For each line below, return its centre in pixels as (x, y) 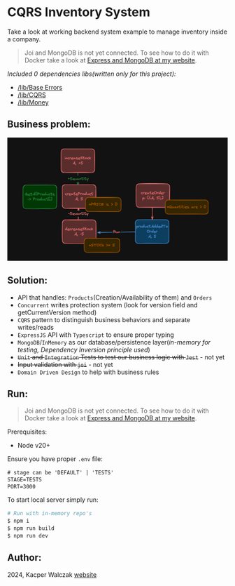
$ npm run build (31, 528)
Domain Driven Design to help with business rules (88, 372)
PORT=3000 (22, 487)
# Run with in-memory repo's (50, 514)
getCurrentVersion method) (57, 312)
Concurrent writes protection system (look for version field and (107, 305)
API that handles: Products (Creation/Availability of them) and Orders (115, 297)
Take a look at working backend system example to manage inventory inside (117, 32)
